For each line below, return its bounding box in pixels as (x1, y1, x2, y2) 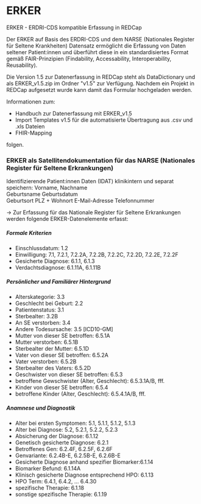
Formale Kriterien (6, 229, 52, 236)
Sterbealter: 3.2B (15, 313, 58, 320)
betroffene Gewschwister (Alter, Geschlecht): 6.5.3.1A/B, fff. (15, 377, 165, 385)
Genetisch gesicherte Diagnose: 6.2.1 (15, 439, 108, 446)
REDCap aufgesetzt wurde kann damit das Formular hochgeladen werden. (6, 86, 192, 93)
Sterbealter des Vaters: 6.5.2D (15, 365, 91, 372)
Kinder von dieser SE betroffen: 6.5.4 (15, 384, 108, 391)
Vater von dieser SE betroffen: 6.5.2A (15, 351, 108, 359)
